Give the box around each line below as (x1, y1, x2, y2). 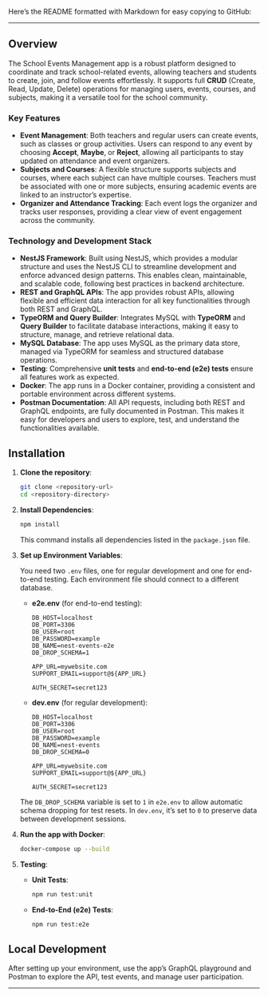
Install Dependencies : (19, 505, 94, 514)
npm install (19, 520, 60, 528)
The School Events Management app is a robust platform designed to (8, 58, 237, 68)
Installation (8, 447, 65, 460)
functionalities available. (19, 423, 100, 433)
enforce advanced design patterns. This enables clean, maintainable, (19, 271, 247, 280)
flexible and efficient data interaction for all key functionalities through (19, 296, 250, 306)
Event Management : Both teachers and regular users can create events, (19, 131, 259, 141)
